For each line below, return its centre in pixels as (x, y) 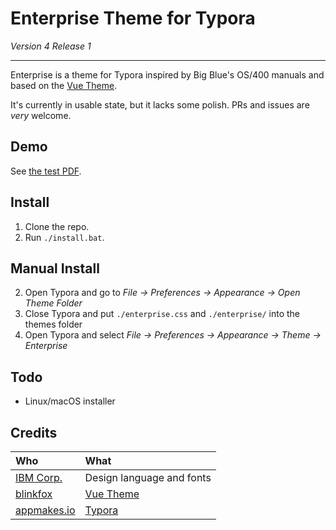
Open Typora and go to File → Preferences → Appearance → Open (162, 293)
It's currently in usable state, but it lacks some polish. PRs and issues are (160, 104)
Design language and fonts (148, 477)
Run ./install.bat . (64, 237)
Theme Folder (53, 303)
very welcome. (41, 115)
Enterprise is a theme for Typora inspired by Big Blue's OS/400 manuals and (167, 74)
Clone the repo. (57, 226)
